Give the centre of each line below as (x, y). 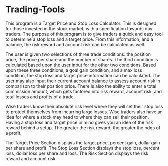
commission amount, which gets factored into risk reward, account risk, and (83, 91)
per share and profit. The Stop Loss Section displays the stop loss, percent (82, 148)
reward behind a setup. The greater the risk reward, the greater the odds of (83, 128)
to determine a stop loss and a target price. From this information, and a (79, 39)
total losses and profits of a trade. (40, 97)
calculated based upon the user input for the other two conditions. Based (81, 65)
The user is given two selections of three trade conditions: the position (78, 54)
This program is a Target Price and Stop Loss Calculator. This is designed (81, 23)
